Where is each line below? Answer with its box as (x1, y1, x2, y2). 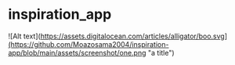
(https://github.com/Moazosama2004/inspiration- (8, 39, 169, 49)
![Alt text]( (8, 31, 41, 41)
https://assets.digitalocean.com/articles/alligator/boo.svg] (40, 31, 228, 41)
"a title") (147, 48, 175, 57)
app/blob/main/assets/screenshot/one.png (8, 48, 146, 57)
